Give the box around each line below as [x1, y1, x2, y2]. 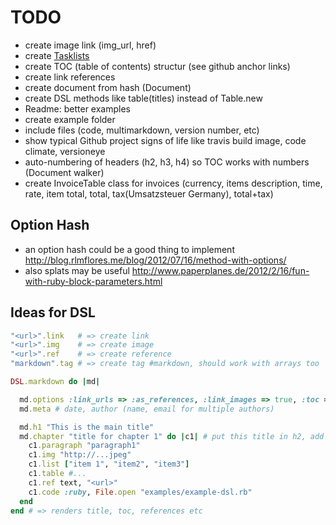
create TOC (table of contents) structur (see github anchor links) [24, 60, 291, 72]
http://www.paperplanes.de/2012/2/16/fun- [131, 264, 310, 276]
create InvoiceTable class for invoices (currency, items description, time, [24, 177, 323, 189]
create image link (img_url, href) [24, 39, 157, 51]
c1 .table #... [28, 469, 87, 479]
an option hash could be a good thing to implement [24, 243, 235, 255]
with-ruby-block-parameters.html [24, 275, 163, 287]
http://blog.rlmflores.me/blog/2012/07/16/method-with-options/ [24, 254, 287, 266]
